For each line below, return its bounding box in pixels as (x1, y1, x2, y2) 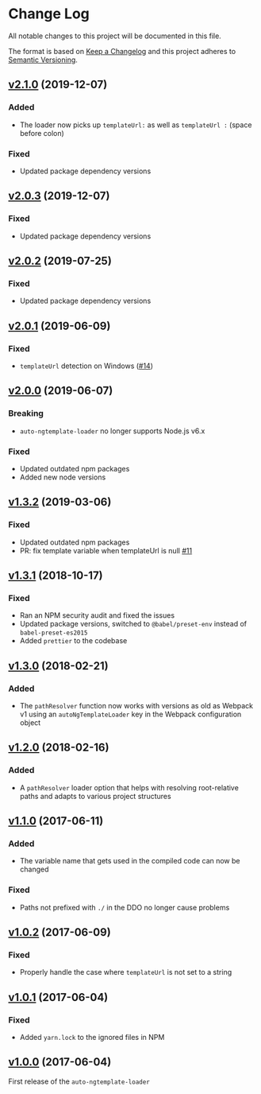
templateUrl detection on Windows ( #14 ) (19, 361, 153, 370)
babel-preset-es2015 (19, 629, 88, 637)
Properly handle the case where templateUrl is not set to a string (19, 968, 232, 977)
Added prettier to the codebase (19, 636, 128, 646)
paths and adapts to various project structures (19, 791, 172, 801)
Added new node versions (19, 472, 106, 482)
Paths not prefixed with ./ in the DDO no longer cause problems (19, 902, 230, 912)
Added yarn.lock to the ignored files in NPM (19, 1033, 165, 1042)
